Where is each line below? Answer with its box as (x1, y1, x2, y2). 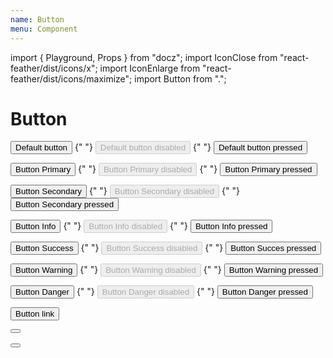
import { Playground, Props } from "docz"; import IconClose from (10, 51, 278, 63)
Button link (15, 309, 55, 320)
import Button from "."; (134, 72, 227, 85)
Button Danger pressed (221, 287, 308, 298)
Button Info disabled (88, 221, 163, 232)
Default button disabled (99, 142, 187, 153)
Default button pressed (218, 142, 303, 153)
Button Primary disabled (103, 164, 193, 175)
